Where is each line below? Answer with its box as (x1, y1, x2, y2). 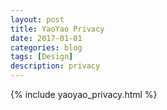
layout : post (10, 14, 65, 25)
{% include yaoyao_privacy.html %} (10, 89, 158, 100)
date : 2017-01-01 (10, 33, 83, 43)
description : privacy (10, 61, 101, 71)
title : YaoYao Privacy (10, 24, 105, 34)
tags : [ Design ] (10, 52, 74, 62)
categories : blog (10, 42, 83, 53)
